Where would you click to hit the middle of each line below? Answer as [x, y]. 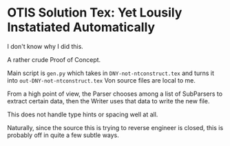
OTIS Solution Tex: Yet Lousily [95, 13]
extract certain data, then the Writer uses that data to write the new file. [108, 101]
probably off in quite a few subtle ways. [63, 135]
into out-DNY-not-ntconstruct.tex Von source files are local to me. [102, 80]
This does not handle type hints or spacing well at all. [83, 114]
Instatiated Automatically [81, 27]
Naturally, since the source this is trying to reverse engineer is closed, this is [115, 127]
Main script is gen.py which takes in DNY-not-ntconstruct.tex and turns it [111, 73]
